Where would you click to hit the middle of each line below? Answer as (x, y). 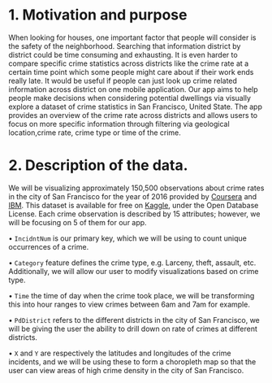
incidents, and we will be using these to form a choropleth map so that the (132, 361)
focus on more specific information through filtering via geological (119, 124)
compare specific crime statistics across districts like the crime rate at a (129, 63)
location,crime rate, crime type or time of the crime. (95, 133)
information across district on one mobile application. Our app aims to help (133, 89)
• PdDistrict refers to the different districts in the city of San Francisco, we (134, 320)
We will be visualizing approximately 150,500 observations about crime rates (136, 188)
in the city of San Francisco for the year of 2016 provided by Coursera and (133, 196)
